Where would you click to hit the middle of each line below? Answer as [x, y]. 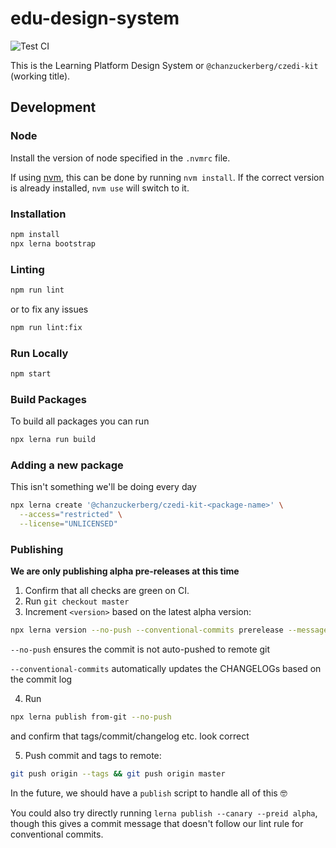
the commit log [41, 679]
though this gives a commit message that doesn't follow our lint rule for [157, 823]
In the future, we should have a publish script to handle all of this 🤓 [149, 793]
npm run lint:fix [46, 327]
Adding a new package [67, 465]
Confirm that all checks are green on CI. [107, 591]
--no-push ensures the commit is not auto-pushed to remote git [140, 649]
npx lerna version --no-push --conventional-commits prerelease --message [169, 630]
